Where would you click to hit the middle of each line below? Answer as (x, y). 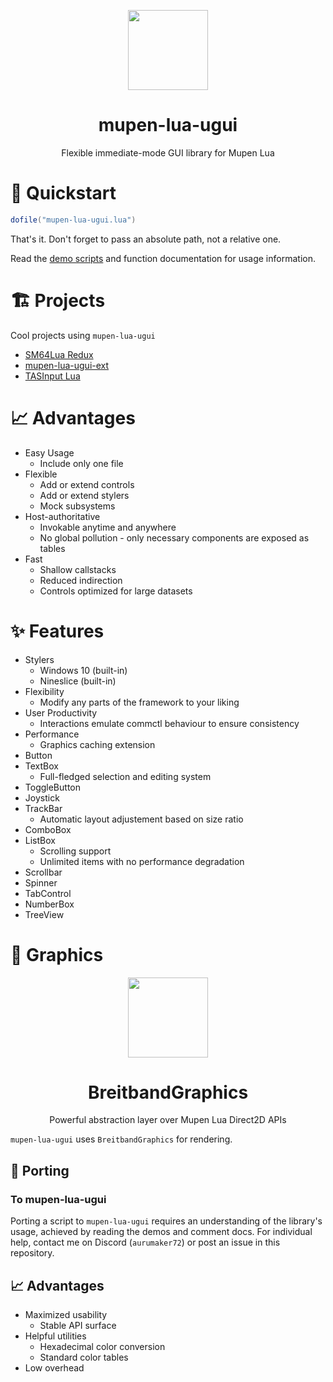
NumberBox (49, 904)
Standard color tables (84, 1357)
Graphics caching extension (97, 744)
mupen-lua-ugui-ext (67, 365)
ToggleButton (52, 787)
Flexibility (44, 691)
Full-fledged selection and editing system (125, 776)
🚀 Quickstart (63, 193)
